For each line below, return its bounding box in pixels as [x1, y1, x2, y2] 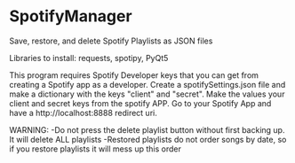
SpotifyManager [9, 6, 132, 27]
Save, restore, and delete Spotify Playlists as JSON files [9, 35, 213, 46]
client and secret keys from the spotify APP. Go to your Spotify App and [9, 97, 272, 108]
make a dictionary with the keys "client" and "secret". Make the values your [9, 89, 285, 99]
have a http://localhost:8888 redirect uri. [9, 107, 157, 118]
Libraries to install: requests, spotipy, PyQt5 [9, 52, 169, 63]
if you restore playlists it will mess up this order [9, 144, 182, 154]
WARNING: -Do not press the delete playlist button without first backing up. [9, 124, 285, 135]
